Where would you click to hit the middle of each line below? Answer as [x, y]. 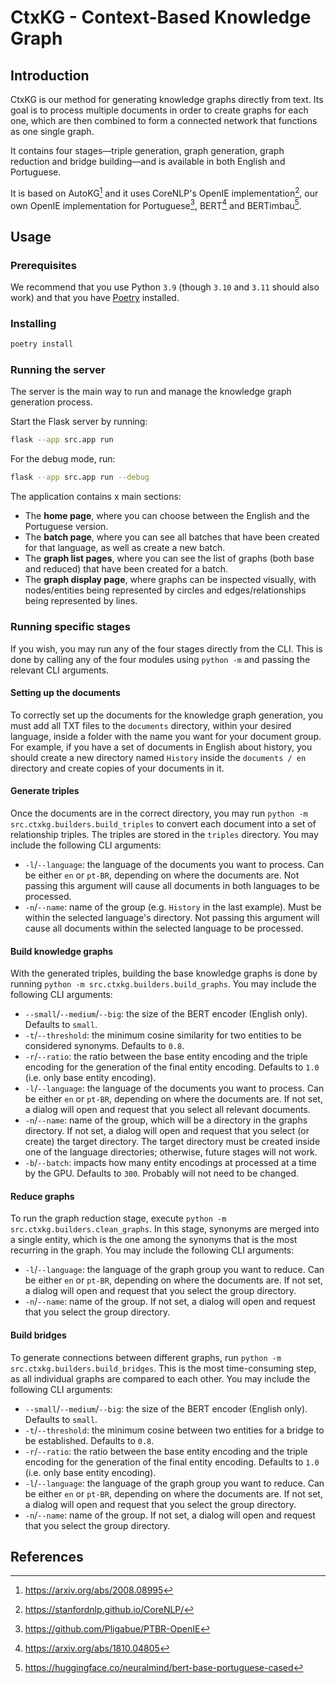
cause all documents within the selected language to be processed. [164, 928]
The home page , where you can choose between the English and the [167, 516]
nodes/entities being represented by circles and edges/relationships [165, 590]
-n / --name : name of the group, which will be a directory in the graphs [166, 1120]
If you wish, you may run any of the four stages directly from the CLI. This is [166, 648]
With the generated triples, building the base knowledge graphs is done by [164, 973]
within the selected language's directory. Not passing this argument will [172, 917]
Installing [33, 323]
